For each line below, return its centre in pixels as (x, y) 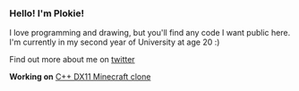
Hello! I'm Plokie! (47, 13)
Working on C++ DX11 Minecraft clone (80, 77)
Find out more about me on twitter (73, 60)
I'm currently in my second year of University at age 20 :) (115, 42)
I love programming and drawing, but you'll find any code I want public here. (150, 33)
